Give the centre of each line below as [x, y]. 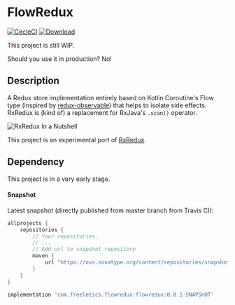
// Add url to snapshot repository [84, 250]
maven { [43, 256]
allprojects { [28, 223]
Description [33, 81]
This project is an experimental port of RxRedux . [77, 140]
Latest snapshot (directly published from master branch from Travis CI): [111, 210]
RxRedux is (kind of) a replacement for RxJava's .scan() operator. [102, 112]
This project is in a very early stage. [59, 179]
